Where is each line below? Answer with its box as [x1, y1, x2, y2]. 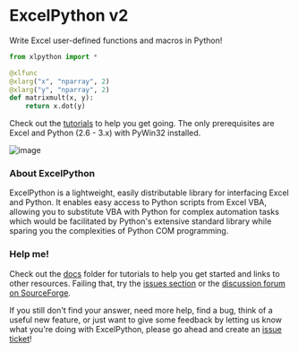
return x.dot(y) [25, 102, 87, 111]
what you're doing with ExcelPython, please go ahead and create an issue [9, 323, 282, 334]
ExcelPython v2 [9, 5, 129, 26]
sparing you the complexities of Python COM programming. [9, 226, 229, 236]
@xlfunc [9, 68, 38, 77]
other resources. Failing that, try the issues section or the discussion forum [9, 278, 286, 288]
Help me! [9, 248, 49, 261]
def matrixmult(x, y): [9, 93, 94, 103]
